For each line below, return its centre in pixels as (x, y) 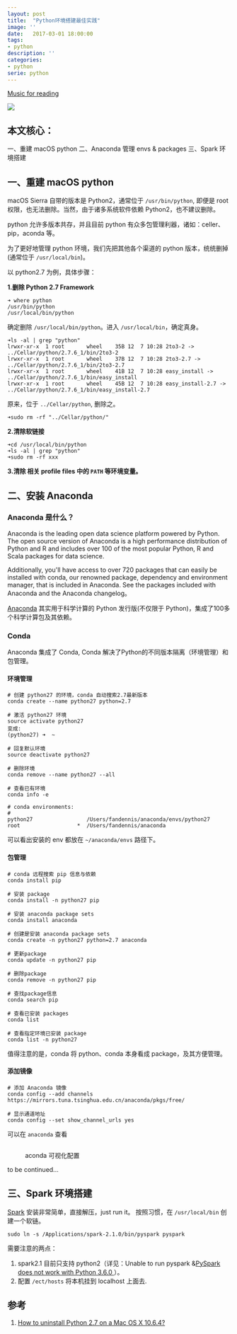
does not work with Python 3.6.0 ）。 (70, 1272)
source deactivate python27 (49, 755)
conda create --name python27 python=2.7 (69, 701)
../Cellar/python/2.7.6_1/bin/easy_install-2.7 (79, 390)
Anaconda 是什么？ (41, 517)
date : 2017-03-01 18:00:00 (50, 34)
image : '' (22, 27)
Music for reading (33, 93)
